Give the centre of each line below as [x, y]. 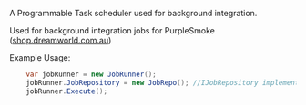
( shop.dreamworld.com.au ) [61, 40]
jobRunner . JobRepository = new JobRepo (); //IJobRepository [142, 82]
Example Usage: [40, 57]
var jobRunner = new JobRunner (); [91, 74]
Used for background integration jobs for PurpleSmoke [112, 30]
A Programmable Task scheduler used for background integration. [133, 13]
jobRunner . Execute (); [66, 91]
